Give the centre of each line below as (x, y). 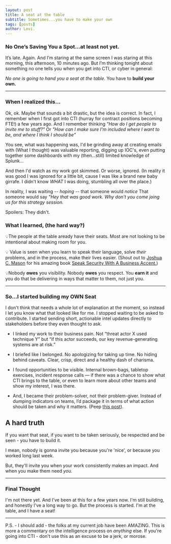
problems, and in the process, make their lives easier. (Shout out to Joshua (84, 258)
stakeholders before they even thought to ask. (53, 324)
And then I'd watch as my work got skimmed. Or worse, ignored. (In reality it (85, 171)
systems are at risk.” (34, 345)
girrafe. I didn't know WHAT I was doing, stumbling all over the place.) (78, 181)
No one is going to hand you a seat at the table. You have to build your (80, 78)
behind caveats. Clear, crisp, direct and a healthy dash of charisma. (83, 360)
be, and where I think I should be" (41, 134)
